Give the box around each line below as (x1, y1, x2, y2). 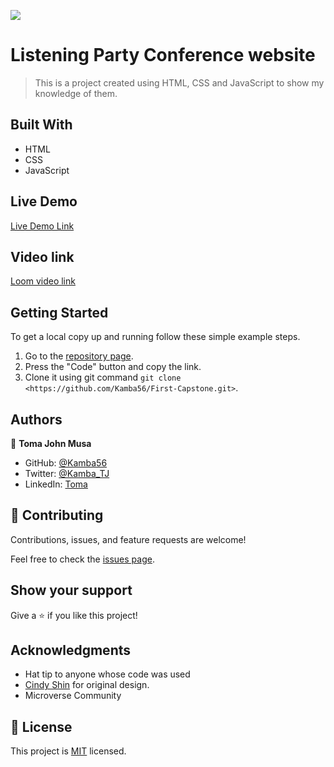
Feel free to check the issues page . (10, 553, 155, 565)
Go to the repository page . (24, 350, 134, 362)
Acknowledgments (10, 642, 132, 659)
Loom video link (10, 275, 76, 287)
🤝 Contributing (10, 507, 104, 524)
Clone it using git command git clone (24, 371, 182, 384)
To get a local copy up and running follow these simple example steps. (10, 331, 301, 343)
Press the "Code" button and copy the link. (24, 361, 202, 373)
